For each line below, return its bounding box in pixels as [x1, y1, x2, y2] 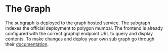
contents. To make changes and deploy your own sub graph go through [5, 36, 155, 42]
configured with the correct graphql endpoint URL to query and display [5, 30, 153, 36]
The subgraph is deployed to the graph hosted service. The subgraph [5, 20, 151, 26]
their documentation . [5, 41, 49, 47]
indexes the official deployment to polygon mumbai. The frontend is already [5, 25, 163, 31]
